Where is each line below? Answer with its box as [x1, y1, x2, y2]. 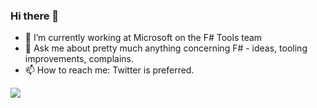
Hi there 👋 [10, 9, 60, 23]
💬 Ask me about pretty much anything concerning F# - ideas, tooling [24, 42, 308, 54]
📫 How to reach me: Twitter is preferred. [24, 64, 195, 76]
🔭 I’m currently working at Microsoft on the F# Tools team [24, 32, 263, 44]
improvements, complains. [24, 53, 135, 65]
